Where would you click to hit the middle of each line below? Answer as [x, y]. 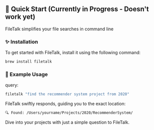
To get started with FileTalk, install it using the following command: [73, 53]
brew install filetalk [28, 62]
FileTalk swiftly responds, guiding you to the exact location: [65, 104]
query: [12, 85]
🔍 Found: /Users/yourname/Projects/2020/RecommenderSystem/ [69, 113]
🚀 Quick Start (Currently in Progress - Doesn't [77, 9]
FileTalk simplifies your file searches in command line [59, 29]
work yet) [20, 17]
